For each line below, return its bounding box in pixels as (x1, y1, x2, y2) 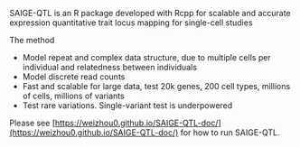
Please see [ (9, 117, 56, 128)
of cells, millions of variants (22, 90, 125, 101)
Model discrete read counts (22, 71, 126, 82)
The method (9, 35, 55, 45)
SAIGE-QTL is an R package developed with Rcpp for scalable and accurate (9, 8, 291, 18)
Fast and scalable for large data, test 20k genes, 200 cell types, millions (22, 81, 291, 91)
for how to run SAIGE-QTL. (180, 127, 280, 138)
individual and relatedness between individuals (22, 62, 197, 72)
